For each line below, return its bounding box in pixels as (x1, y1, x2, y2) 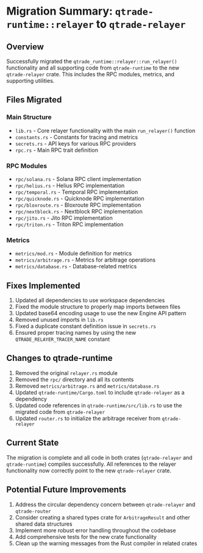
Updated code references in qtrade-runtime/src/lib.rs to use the (15, 401, 182, 409)
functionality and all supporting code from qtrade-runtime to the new (6, 64, 180, 71)
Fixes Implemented (6, 280, 80, 291)
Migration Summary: (6, 4, 113, 18)
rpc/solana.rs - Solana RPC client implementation (15, 175, 141, 182)
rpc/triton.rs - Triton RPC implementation (15, 221, 124, 228)
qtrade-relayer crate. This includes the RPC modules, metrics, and (6, 71, 175, 77)
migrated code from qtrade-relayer (15, 408, 105, 415)
